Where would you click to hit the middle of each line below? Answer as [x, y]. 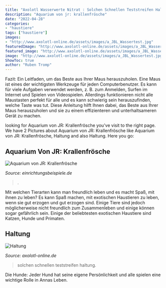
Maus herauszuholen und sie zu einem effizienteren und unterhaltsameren [81, 111]
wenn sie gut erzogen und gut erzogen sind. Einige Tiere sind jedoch [75, 202]
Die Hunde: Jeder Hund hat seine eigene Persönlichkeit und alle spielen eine [83, 275]
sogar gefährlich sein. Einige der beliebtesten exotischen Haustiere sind [78, 213]
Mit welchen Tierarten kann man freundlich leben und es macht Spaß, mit [80, 192]
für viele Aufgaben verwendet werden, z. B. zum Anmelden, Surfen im [76, 90]
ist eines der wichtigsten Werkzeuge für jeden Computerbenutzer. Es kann [81, 84]
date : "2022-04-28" [25, 19]
